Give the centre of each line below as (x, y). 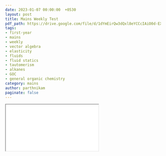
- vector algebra (23, 47)
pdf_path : (15, 24)
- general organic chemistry (35, 79)
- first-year (19, 33)
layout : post (19, 14)
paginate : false (22, 93)
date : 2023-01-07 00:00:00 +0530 (41, 10)
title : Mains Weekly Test (32, 19)
